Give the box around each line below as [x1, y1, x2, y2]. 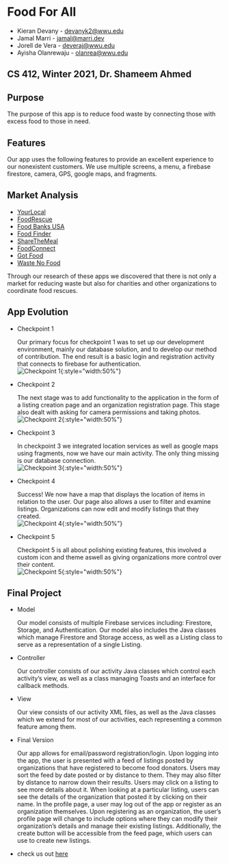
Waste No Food [16, 258, 61, 267]
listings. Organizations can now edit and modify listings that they [16, 505, 200, 513]
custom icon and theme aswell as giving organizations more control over [16, 552, 222, 561]
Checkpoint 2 [16, 380, 55, 388]
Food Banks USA [16, 222, 65, 230]
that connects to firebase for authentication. [16, 359, 142, 368]
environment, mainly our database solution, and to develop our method [16, 345, 217, 353]
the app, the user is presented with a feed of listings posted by [16, 757, 193, 765]
